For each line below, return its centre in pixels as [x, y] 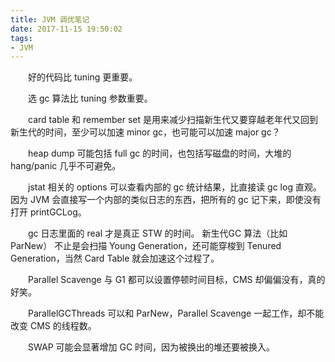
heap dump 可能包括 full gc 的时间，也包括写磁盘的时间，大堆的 [160, 153]
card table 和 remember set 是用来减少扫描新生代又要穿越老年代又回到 [173, 120]
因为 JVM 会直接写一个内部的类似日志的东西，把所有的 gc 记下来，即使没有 [166, 200]
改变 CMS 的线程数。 [53, 326]
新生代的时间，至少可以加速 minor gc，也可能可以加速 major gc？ [145, 132]
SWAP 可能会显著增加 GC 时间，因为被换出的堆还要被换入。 [152, 347]
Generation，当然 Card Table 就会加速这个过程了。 [115, 258]
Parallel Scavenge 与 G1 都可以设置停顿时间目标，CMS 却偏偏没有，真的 [177, 280]
